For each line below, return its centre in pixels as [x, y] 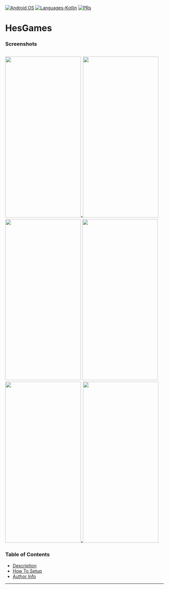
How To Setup [27, 571]
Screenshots [21, 44]
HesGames [29, 28]
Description [24, 565]
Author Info [24, 576]
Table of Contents [28, 555]
